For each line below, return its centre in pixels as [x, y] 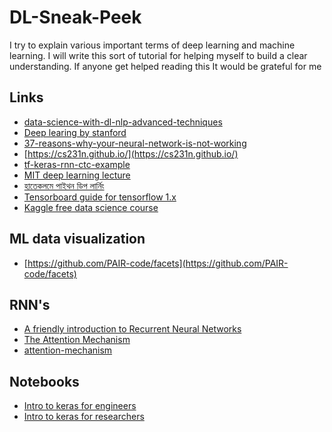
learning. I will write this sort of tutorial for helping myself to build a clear [158, 55]
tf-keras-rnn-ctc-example [77, 164]
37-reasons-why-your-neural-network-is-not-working [135, 143]
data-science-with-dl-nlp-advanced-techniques [123, 122]
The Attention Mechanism [77, 340]
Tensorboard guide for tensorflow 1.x [100, 197]
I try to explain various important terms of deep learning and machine [152, 45]
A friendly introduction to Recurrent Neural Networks [132, 329]
